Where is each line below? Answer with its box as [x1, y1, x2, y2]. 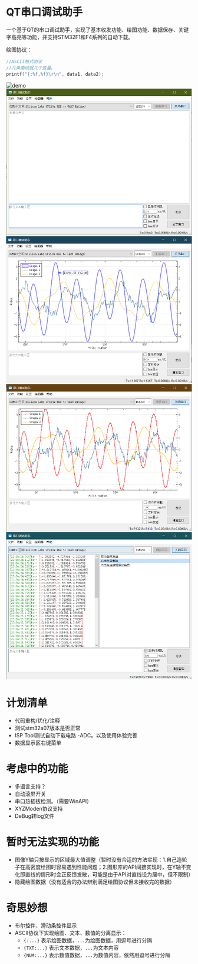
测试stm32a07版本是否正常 [14, 724, 81, 731]
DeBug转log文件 [14, 813, 55, 820]
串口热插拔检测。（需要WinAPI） [14, 798, 93, 805]
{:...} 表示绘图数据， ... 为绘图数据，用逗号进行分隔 [23, 936, 152, 944]
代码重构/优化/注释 [14, 717, 60, 724]
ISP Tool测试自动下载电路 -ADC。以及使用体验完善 [14, 732, 137, 739]
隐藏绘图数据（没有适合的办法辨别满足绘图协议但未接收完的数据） [14, 878, 175, 885]
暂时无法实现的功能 [6, 836, 100, 849]
